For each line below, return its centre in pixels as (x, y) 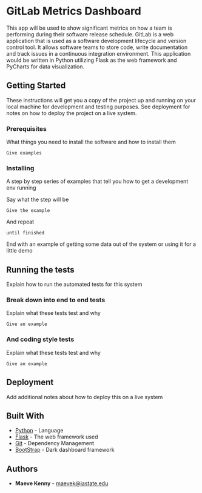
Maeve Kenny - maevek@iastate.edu (62, 483)
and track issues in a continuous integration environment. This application (99, 53)
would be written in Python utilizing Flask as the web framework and (92, 60)
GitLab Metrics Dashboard (74, 11)
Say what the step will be (38, 200)
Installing (20, 168)
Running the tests (40, 270)
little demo (19, 251)
